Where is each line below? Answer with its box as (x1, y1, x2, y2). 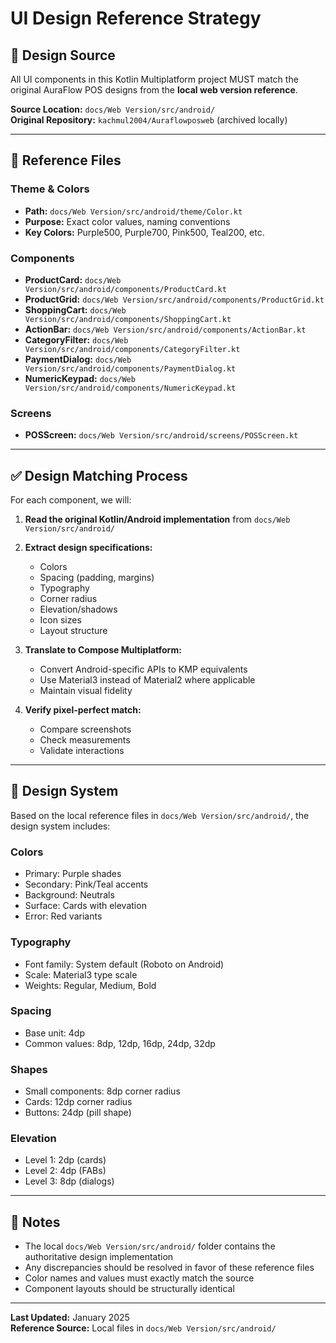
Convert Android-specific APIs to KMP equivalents (39, 663, 248, 676)
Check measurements (39, 734, 131, 746)
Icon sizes (39, 614, 82, 626)
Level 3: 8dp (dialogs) (24, 1175, 115, 1187)
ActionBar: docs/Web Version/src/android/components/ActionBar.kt (24, 323, 307, 335)
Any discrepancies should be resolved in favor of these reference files (24, 1262, 315, 1274)
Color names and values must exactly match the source (24, 1272, 255, 1284)
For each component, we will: (10, 494, 132, 506)
